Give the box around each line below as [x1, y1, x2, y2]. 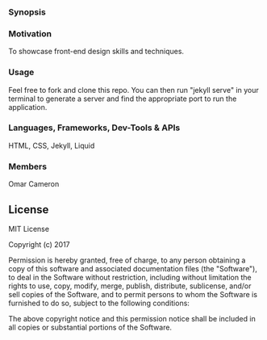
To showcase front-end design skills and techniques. [8, 47, 184, 57]
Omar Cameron [8, 179, 60, 189]
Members [8, 161, 47, 172]
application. [8, 102, 48, 111]
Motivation [8, 27, 52, 39]
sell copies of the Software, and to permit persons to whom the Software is [8, 289, 258, 299]
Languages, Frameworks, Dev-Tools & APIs [8, 122, 181, 133]
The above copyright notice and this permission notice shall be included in [8, 313, 256, 323]
